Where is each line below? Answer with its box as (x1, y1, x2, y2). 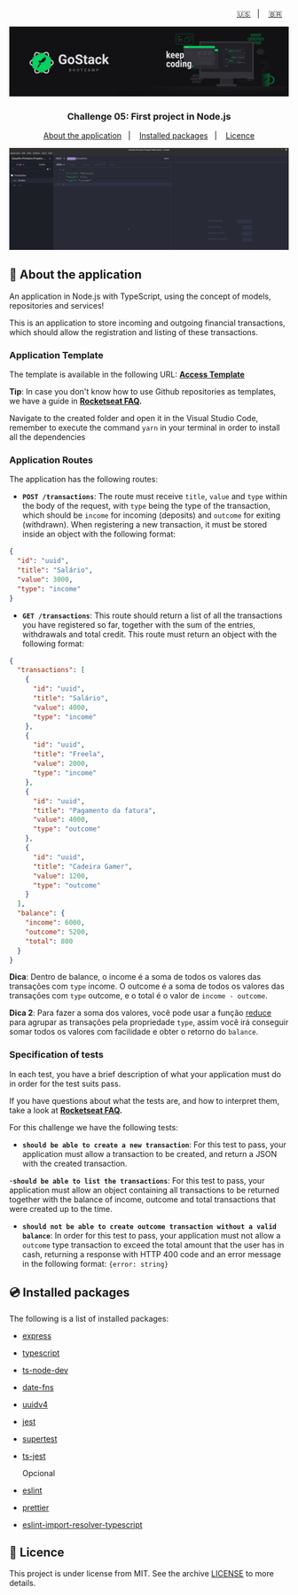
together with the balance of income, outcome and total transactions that (9, 1193, 277, 1205)
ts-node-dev (21, 1364, 69, 1375)
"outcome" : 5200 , (25, 927, 90, 936)
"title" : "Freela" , (32, 750, 105, 759)
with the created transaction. (21, 1158, 128, 1169)
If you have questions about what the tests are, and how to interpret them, (9, 1095, 280, 1106)
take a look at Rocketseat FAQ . (9, 1105, 122, 1115)
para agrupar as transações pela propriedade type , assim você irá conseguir (9, 1017, 289, 1028)
